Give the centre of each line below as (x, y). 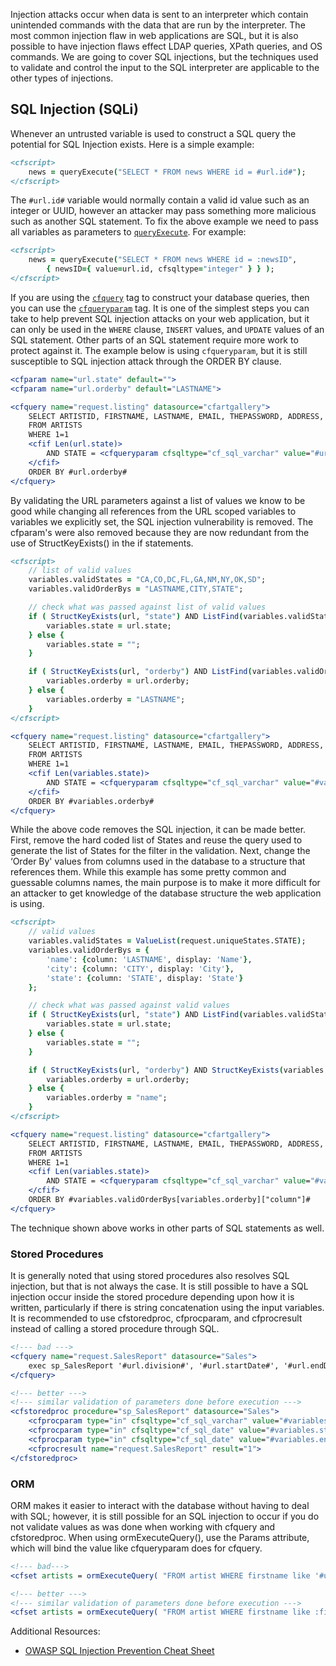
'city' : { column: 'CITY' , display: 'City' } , (140, 969)
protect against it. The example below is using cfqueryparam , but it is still (159, 350)
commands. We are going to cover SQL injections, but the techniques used (164, 57)
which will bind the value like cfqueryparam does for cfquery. (136, 1548)
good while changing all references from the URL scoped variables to (153, 511)
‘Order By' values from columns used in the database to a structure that (158, 861)
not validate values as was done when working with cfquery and (143, 1526)
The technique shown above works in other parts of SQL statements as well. (167, 1228)
